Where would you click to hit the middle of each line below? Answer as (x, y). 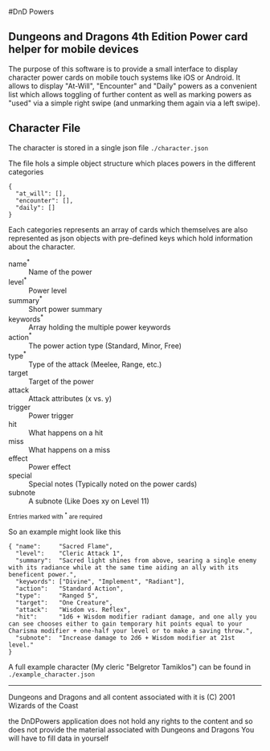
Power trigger (51, 415)
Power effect (49, 466)
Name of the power (60, 272)
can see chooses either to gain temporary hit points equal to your (125, 624)
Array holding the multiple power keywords (100, 327)
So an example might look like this (65, 532)
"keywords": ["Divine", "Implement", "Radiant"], (100, 582)
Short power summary (65, 309)
